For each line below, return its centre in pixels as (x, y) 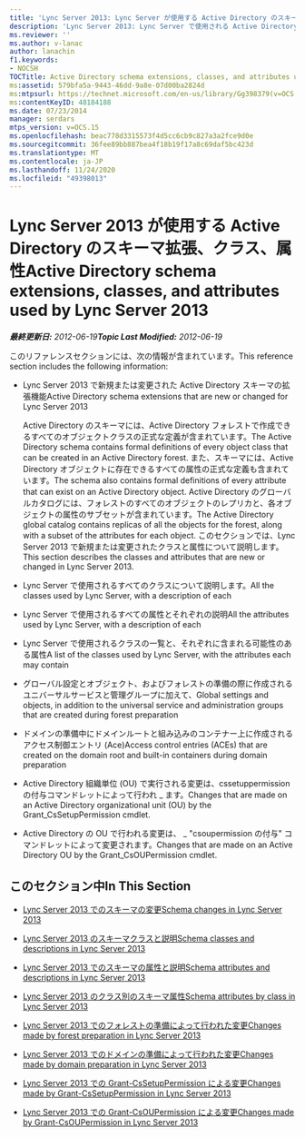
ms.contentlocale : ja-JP (56, 161)
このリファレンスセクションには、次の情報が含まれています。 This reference (151, 356)
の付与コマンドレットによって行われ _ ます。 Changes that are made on (155, 795)
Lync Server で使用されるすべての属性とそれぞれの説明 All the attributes (156, 615)
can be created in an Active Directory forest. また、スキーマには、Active (158, 458)
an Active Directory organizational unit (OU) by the (117, 806)
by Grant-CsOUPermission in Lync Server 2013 (110, 1122)
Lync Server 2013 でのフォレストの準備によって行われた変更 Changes (152, 1025)
